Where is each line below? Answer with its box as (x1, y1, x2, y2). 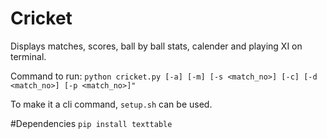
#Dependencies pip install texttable (10, 117, 173, 129)
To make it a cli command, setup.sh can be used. (10, 98, 213, 110)
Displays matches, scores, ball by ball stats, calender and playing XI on (10, 40, 303, 52)
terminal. (10, 50, 47, 62)
